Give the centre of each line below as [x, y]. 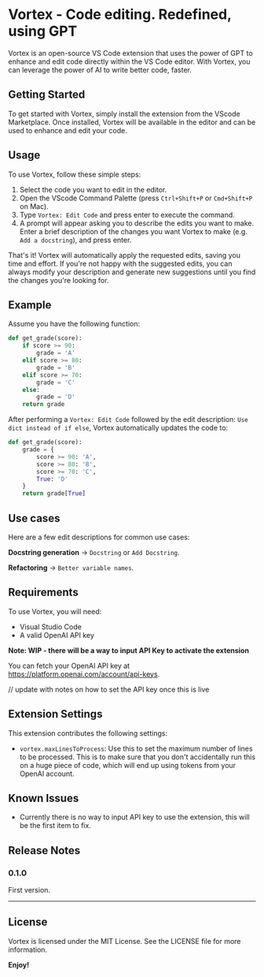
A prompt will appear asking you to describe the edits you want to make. [137, 223]
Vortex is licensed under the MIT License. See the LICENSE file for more [125, 941]
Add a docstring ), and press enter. [75, 240]
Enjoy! [19, 964]
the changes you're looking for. [59, 280]
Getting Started [47, 95]
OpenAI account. [47, 774]
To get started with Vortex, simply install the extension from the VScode [125, 114]
